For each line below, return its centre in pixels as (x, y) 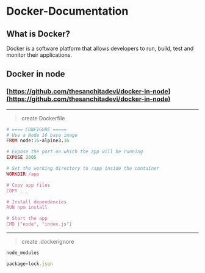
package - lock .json (30, 264)
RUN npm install (27, 208)
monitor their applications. (39, 55)
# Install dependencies (37, 202)
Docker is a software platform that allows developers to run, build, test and (100, 48)
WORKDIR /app (23, 174)
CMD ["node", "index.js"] (39, 224)
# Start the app (27, 219)
